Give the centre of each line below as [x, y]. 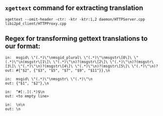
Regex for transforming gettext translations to [76, 39]
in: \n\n [15, 105]
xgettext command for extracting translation [74, 8]
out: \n [13, 109]
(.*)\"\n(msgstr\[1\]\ [28, 62]
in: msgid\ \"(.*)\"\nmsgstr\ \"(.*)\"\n [49, 79]
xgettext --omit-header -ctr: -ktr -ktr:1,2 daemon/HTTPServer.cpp [75, 19]
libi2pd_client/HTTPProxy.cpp [36, 23]
